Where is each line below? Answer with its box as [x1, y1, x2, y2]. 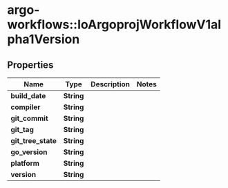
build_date [10, 91, 46, 100]
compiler [10, 102, 41, 112]
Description [91, 79, 130, 88]
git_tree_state [10, 136, 57, 145]
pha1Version [7, 32, 80, 47]
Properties [7, 59, 54, 70]
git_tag [10, 125, 35, 134]
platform [10, 158, 40, 168]
